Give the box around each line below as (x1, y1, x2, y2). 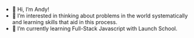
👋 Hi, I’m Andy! (12, 6, 50, 13)
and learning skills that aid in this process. (12, 19, 117, 25)
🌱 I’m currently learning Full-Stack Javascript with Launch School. (12, 25, 178, 32)
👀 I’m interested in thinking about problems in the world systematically (12, 12, 189, 19)
